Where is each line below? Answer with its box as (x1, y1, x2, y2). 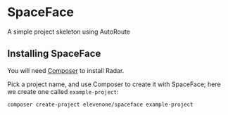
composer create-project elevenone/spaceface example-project (7, 101, 194, 108)
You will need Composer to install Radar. (7, 66, 125, 74)
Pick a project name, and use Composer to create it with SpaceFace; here (7, 80, 221, 88)
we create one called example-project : (7, 87, 119, 95)
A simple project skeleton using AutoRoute (7, 27, 131, 36)
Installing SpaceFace (7, 48, 101, 60)
